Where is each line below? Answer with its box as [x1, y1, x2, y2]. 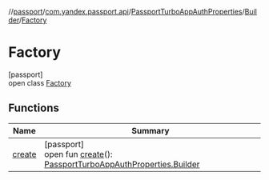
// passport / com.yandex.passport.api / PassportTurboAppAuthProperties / [8, 7, 246, 16]
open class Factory [8, 78, 72, 87]
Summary [131, 125, 170, 136]
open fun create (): [43, 148, 113, 159]
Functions [8, 102, 60, 115]
